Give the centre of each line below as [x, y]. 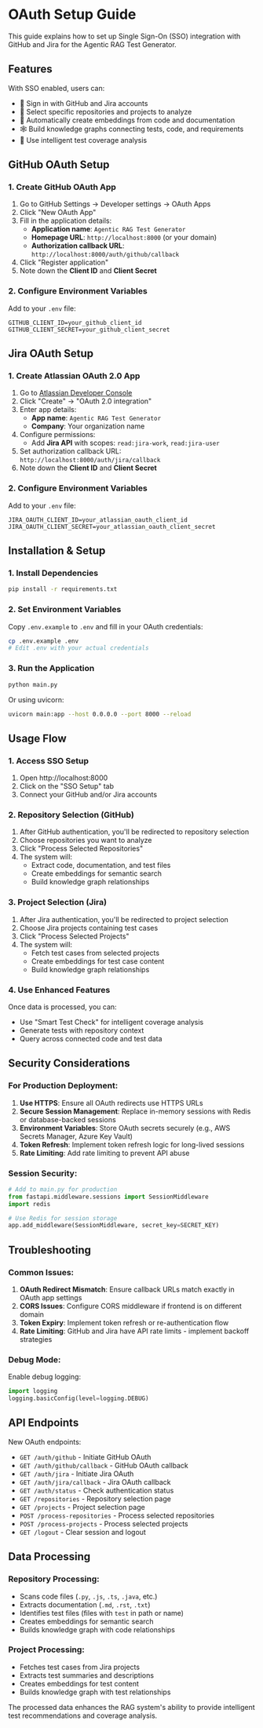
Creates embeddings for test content [79, 1683]
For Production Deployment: [63, 1086]
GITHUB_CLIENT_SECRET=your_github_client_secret [89, 330]
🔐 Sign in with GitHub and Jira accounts [84, 103]
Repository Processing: [54, 1579]
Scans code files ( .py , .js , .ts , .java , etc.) [88, 1596]
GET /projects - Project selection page [82, 1507]
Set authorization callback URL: [70, 451]
